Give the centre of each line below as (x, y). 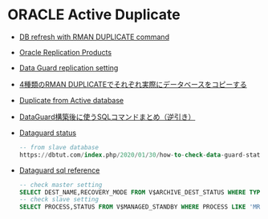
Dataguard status (48, 133)
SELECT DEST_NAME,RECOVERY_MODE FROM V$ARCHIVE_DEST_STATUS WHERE (132, 192)
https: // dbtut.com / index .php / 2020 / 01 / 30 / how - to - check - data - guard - (132, 155)
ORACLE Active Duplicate (94, 15)
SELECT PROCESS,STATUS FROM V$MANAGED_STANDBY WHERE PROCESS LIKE (132, 207)
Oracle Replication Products (65, 52)
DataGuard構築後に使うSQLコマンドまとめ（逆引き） (107, 117)
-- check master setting (61, 185)
